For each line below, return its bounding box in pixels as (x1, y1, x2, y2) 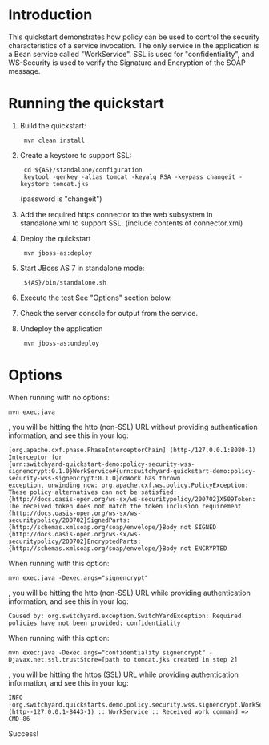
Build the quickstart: (19, 120, 86, 130)
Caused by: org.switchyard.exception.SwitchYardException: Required (8, 612, 242, 620)
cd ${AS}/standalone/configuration (23, 166, 143, 174)
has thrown (144, 474, 181, 482)
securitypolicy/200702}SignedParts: (8, 516, 130, 524)
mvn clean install (23, 136, 86, 144)
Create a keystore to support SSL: (19, 150, 132, 160)
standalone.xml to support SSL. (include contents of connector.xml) (19, 218, 243, 228)
